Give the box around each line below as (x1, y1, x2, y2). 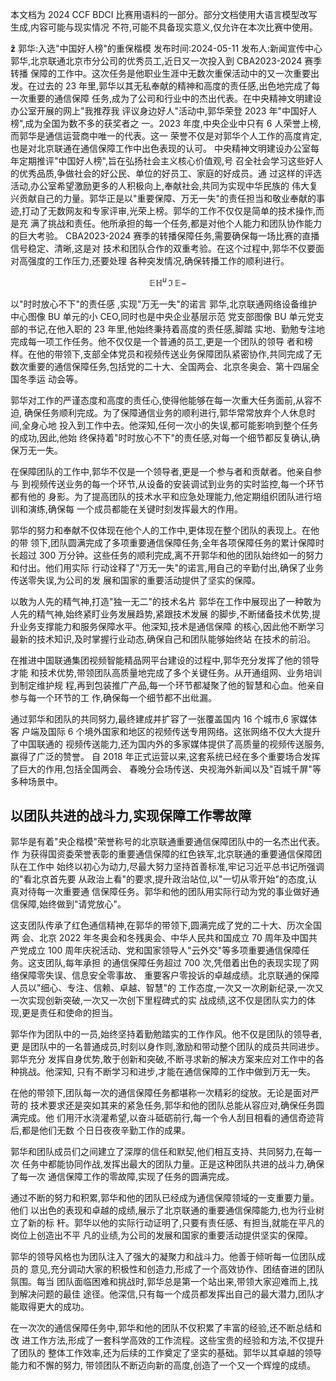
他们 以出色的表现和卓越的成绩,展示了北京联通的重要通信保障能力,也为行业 (10, 1204, 317, 1217)
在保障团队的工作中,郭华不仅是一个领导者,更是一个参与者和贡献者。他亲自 (10, 465, 314, 477)
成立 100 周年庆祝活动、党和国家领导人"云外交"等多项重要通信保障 (27, 944, 302, 957)
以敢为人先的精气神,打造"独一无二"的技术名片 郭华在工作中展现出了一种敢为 (10, 595, 322, 607)
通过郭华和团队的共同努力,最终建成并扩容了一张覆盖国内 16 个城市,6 (10, 713, 289, 725)
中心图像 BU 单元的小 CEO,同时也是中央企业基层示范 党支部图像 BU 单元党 (10, 310, 316, 322)
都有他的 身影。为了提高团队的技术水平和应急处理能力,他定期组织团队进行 (10, 490, 313, 502)
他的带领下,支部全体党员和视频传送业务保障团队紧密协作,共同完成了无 (36, 348, 323, 360)
